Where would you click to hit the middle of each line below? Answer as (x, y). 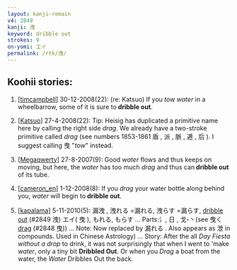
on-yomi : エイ (27, 47)
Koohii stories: (40, 82)
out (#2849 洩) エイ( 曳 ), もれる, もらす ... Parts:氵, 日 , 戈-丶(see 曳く (120, 219)
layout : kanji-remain (39, 14)
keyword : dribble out (39, 34)
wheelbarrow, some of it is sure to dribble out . (85, 106)
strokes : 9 (23, 40)
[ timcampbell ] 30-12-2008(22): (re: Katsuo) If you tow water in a (111, 99)
